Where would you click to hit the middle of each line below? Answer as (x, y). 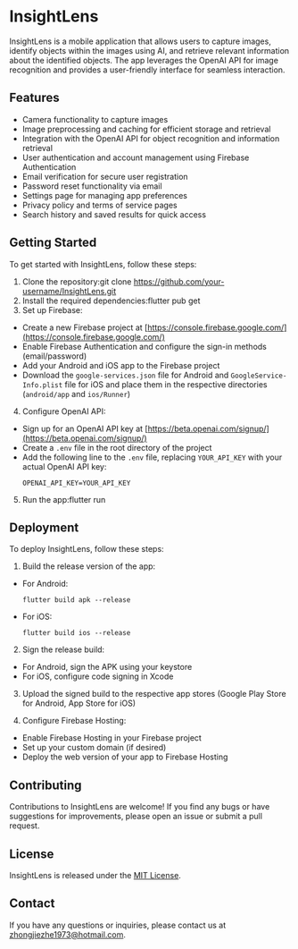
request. (25, 826)
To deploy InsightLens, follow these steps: (87, 549)
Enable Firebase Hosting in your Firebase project (112, 738)
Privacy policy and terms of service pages (99, 205)
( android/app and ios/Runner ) (76, 394)
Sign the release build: (63, 649)
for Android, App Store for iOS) (79, 703)
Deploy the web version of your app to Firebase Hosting (125, 757)
